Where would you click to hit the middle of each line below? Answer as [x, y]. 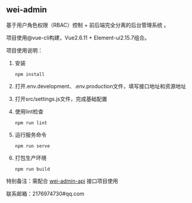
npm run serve [32, 146]
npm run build [32, 169]
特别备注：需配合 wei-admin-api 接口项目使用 [62, 181]
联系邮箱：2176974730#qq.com [45, 193]
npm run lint [31, 123]
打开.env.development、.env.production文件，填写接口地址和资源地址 [100, 86]
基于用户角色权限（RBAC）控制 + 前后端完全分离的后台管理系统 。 [88, 25]
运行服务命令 [30, 134]
